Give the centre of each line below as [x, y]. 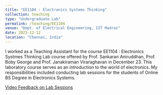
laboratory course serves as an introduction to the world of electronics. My [81, 67]
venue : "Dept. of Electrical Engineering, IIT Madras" [63, 28]
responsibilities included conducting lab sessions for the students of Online [82, 72]
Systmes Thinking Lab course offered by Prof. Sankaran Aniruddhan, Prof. [80, 56]
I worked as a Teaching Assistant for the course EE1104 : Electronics [75, 51]
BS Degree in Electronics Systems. [40, 78]
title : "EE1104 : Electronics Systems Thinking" [56, 10]
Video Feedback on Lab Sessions [39, 87]
